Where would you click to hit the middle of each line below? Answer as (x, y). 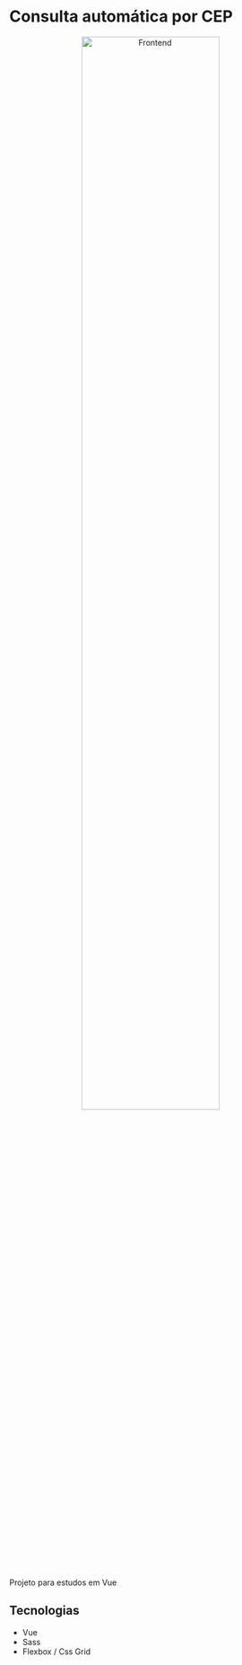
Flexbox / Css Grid (56, 1652)
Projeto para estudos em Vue (63, 1582)
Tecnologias (44, 1611)
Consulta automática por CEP (121, 17)
